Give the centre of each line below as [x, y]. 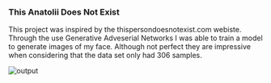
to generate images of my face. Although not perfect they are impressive [129, 47]
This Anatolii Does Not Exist [64, 12]
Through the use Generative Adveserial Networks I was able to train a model [135, 38]
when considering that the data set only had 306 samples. [105, 56]
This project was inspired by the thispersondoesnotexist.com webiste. [125, 30]
